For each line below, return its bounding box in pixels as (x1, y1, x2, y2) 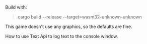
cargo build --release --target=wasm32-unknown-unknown (17, 14, 142, 19)
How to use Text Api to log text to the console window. (5, 33, 118, 39)
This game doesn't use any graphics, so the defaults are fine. (5, 23, 132, 29)
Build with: (5, 4, 27, 10)
